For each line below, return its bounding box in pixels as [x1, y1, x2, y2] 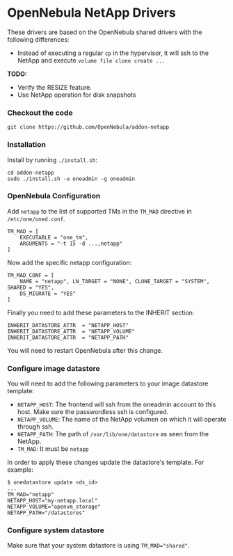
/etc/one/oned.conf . [7, 214, 65, 223]
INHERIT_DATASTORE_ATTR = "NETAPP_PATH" [7, 334, 129, 341]
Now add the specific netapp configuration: [7, 258, 132, 267]
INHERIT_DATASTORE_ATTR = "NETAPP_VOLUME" [7, 328, 136, 335]
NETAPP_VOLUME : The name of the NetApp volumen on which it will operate [17, 415, 227, 424]
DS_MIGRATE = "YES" [19, 290, 77, 297]
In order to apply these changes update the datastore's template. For [7, 458, 204, 467]
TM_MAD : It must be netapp [17, 445, 89, 453]
